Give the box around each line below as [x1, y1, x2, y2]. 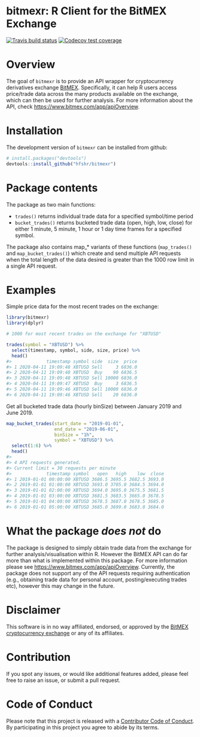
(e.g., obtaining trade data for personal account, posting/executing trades [6, 576, 187, 583]
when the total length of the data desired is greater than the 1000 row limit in [6, 256, 195, 263]
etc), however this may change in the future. [6, 582, 115, 589]
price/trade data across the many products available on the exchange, [6, 90, 179, 97]
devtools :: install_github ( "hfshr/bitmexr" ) [6, 160, 116, 167]
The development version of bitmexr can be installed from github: [6, 144, 168, 151]
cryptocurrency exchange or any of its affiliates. [6, 629, 124, 636]
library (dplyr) [6, 320, 44, 326]
